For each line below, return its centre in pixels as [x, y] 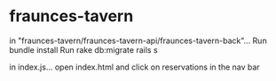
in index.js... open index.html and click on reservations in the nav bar [134, 67]
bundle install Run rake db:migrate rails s [83, 49]
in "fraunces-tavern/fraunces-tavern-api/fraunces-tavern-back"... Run [138, 40]
